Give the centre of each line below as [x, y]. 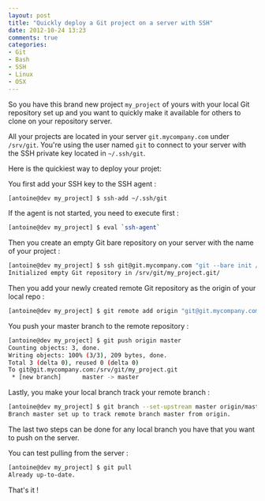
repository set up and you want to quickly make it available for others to [125, 112]
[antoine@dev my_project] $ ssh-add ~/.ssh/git [88, 198]
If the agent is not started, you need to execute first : [93, 213]
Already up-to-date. [42, 475]
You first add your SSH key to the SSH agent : [82, 183]
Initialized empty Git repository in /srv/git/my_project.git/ [114, 273]
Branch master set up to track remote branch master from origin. [119, 414]
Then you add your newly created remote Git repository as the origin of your [132, 288]
